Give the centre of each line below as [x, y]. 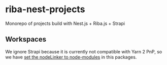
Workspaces [26, 39]
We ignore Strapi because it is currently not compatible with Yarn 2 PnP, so [84, 51]
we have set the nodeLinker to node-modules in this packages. [71, 57]
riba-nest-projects [45, 9]
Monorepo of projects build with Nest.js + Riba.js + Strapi [65, 23]
